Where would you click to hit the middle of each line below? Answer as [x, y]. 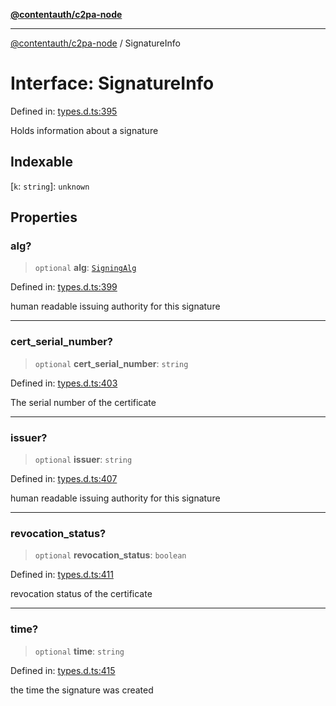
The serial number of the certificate [83, 402]
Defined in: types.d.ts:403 [64, 383]
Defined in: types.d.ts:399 [64, 287]
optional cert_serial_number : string [111, 363]
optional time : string [79, 651]
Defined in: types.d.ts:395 [64, 111]
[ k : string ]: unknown [50, 186]
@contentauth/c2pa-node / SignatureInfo [95, 43]
